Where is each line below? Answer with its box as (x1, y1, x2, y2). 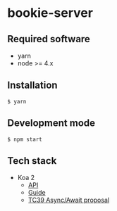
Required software (7, 33, 90, 45)
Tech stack (7, 155, 57, 167)
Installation (7, 79, 58, 91)
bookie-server (7, 5, 94, 21)
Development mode (7, 117, 96, 129)
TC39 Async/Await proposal (27, 196, 110, 205)
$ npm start (7, 136, 42, 143)
